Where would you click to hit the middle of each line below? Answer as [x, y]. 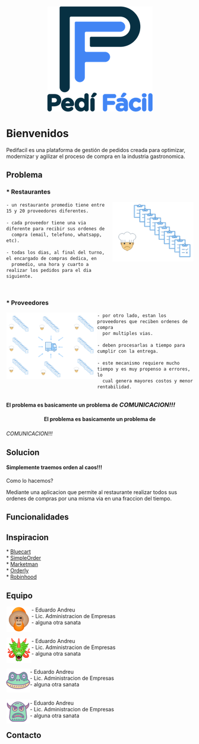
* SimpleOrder [24, 558]
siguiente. [20, 276]
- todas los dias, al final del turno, [56, 252]
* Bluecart [19, 552]
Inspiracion [28, 537]
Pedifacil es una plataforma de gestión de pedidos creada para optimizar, [96, 150]
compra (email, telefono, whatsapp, [57, 235]
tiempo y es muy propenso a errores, [144, 369]
